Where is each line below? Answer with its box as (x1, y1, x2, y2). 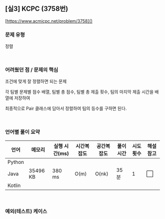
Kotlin (7, 182, 21, 188)
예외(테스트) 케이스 (5, 208, 48, 215)
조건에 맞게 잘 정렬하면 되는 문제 (5, 78, 67, 85)
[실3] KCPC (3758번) (5, 4, 69, 13)
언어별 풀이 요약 (5, 128, 40, 135)
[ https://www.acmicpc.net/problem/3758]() (5, 18, 93, 24)
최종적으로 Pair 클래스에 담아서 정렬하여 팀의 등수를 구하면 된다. (5, 105, 127, 112)
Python (7, 158, 25, 165)
